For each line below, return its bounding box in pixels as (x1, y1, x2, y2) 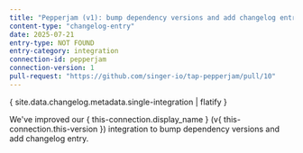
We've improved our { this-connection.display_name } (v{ (9, 113, 223, 124)
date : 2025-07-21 (9, 30, 75, 39)
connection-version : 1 (9, 64, 95, 73)
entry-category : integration (9, 47, 119, 56)
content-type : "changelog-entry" (9, 22, 135, 31)
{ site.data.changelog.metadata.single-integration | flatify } (9, 96, 227, 107)
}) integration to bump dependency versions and (99, 123, 280, 134)
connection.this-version (9, 123, 98, 134)
